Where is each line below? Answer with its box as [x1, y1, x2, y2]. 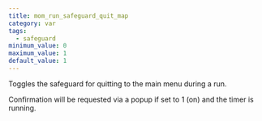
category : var [8, 19, 57, 27]
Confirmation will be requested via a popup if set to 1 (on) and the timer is [8, 94, 254, 104]
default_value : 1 [8, 57, 67, 65]
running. [8, 102, 37, 113]
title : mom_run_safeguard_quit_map [8, 11, 129, 20]
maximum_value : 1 [8, 49, 67, 57]
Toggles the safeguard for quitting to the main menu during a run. [8, 78, 227, 89]
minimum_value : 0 [8, 42, 67, 50]
